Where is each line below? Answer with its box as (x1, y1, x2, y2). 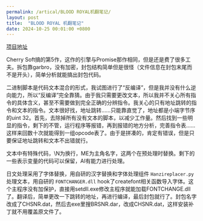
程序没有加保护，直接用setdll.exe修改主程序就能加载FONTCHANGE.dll (16, 185, 191, 193)
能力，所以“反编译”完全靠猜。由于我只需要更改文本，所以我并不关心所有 (11, 91, 192, 99)
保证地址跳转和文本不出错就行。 (11, 137, 91, 144)
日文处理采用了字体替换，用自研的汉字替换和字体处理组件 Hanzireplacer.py (6, 170, 195, 177)
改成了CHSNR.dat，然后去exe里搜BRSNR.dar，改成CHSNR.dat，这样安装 (6, 200, 189, 208)
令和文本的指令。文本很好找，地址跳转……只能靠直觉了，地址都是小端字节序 (6, 107, 196, 114)
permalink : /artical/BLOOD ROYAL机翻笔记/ (6, 8, 111, 15)
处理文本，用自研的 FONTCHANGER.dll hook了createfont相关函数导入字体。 (6, 178, 188, 185)
